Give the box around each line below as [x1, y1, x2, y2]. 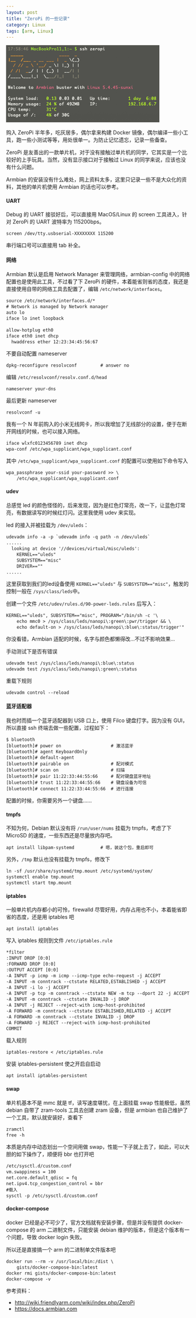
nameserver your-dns [6, 385, 57, 392]
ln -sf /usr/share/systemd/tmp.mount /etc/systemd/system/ [6, 868, 153, 874]
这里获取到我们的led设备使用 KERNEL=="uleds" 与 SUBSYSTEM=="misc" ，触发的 [6, 580, 189, 587]
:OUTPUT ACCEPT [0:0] [6, 967, 59, 973]
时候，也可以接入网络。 [26, 428, 83, 435]
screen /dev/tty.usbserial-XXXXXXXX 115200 [6, 231, 114, 237]
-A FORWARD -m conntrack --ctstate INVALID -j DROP [6, 1014, 135, 1020]
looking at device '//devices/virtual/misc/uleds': [11, 545, 140, 552]
